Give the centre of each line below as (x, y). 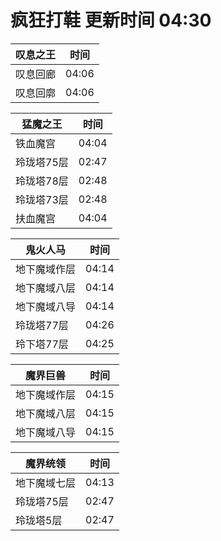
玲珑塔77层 (42, 325)
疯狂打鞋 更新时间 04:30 (111, 20)
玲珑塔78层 (42, 181)
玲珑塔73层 (42, 199)
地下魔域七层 (46, 483)
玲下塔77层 (42, 344)
